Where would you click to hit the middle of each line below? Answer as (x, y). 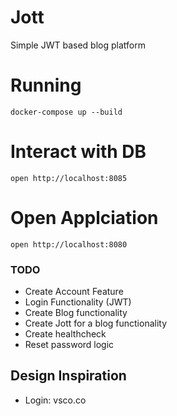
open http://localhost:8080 (69, 244)
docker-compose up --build (66, 112)
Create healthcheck (65, 334)
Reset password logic (69, 345)
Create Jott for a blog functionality (96, 323)
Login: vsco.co (55, 400)
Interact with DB (78, 152)
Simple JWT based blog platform (78, 45)
